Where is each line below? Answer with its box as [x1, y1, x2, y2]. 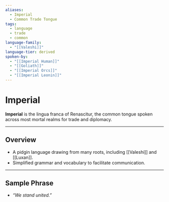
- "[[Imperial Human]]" [10, 59, 59, 64]
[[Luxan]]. [12, 154, 34, 160]
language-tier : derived [5, 49, 55, 54]
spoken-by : [5, 54, 28, 59]
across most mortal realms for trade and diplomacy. [5, 116, 112, 122]
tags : [5, 21, 17, 27]
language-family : [5, 40, 42, 45]
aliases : [5, 7, 24, 13]
